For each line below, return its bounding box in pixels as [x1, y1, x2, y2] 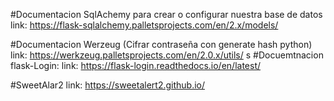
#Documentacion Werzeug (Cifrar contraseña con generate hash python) [10, 39, 313, 50]
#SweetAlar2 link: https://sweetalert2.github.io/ [10, 79, 206, 91]
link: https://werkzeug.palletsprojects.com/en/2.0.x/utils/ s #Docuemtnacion [10, 49, 324, 61]
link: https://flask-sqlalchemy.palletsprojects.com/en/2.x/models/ [10, 19, 279, 31]
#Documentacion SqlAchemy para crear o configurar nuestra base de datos [10, 9, 323, 20]
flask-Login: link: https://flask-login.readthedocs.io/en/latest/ [10, 60, 262, 71]
